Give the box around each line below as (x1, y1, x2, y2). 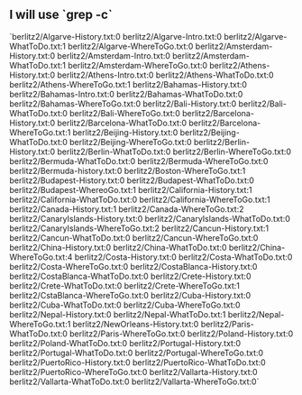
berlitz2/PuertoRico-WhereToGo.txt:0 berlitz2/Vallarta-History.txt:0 (9, 366, 259, 377)
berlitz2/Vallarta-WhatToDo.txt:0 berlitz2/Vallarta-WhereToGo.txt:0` (9, 376, 260, 387)
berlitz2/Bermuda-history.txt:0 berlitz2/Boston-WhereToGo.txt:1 (9, 165, 246, 176)
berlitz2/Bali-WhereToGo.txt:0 (69, 107, 180, 118)
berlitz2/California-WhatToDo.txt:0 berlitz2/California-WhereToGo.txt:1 (9, 194, 270, 205)
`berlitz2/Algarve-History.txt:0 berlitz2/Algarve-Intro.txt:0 (9, 31, 223, 41)
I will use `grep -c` (9, 7, 113, 23)
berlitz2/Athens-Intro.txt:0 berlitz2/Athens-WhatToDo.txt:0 (57, 69, 274, 80)
